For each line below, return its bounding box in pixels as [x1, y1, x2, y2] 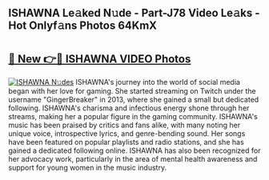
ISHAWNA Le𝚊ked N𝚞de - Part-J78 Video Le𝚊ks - [8, 6, 260, 20]
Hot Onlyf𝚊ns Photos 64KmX [8, 19, 158, 33]
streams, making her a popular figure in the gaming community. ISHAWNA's [8, 112, 258, 121]
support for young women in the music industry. [8, 163, 167, 172]
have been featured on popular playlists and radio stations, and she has [8, 138, 244, 146]
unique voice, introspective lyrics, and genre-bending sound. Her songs [8, 129, 246, 138]
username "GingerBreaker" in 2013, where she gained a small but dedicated [8, 95, 259, 104]
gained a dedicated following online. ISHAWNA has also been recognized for [8, 146, 261, 155]
